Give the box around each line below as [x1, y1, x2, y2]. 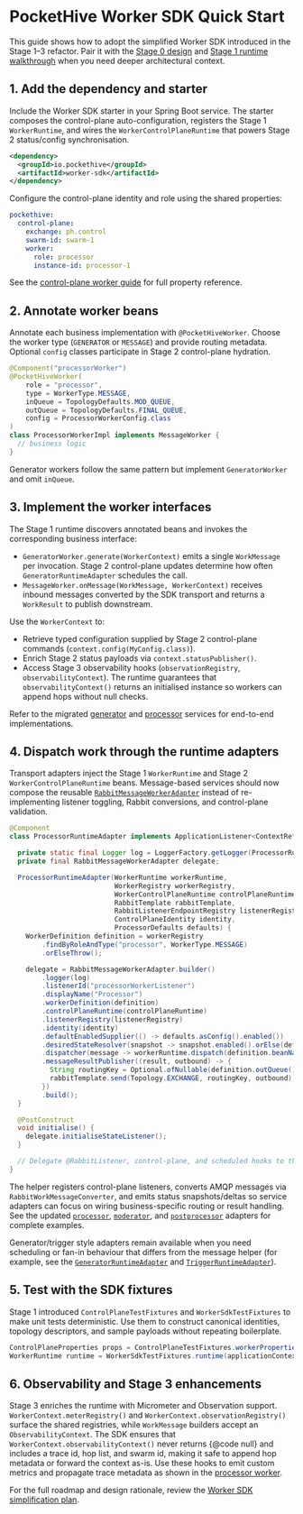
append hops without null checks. [22, 691, 149, 702]
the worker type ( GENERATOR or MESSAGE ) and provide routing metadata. [9, 336, 268, 348]
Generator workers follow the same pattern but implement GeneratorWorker [9, 463, 288, 474]
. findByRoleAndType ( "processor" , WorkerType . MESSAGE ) [41, 940, 248, 949]
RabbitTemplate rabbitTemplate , [114, 898, 236, 907]
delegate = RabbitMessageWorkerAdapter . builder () [25, 965, 216, 974]
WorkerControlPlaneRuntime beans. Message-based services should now [9, 777, 280, 788]
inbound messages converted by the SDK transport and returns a [22, 589, 265, 600]
